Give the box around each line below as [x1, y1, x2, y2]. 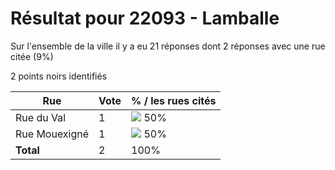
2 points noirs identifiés [10, 70, 108, 82]
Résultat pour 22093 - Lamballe [10, 7, 280, 30]
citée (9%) [10, 50, 54, 62]
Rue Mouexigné [15, 127, 90, 141]
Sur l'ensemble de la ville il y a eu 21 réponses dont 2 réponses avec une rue [10, 40, 326, 52]
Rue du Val [15, 110, 67, 124]
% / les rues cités [131, 93, 217, 107]
